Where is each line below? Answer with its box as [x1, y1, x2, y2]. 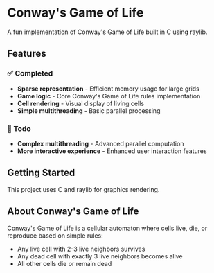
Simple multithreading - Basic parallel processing [17, 106, 161, 115]
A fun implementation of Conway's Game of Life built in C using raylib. [7, 28, 208, 36]
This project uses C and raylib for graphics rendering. [7, 185, 160, 193]
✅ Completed [7, 69, 53, 78]
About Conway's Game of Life [7, 206, 139, 218]
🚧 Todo [7, 123, 31, 133]
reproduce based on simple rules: [7, 231, 104, 240]
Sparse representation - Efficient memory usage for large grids [17, 85, 199, 93]
